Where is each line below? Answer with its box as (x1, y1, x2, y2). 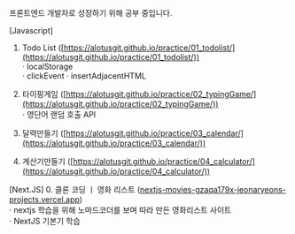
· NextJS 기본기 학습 (9, 215, 82, 226)
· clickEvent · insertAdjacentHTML (21, 71, 146, 81)
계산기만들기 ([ (21, 156, 74, 166)
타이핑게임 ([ (21, 89, 66, 99)
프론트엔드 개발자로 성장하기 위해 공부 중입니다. (9, 8, 173, 18)
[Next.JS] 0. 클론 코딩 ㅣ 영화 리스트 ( (9, 185, 141, 194)
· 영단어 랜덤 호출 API (21, 109, 97, 119)
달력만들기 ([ (21, 128, 66, 139)
